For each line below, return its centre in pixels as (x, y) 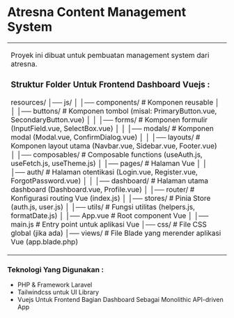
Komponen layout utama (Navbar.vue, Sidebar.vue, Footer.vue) (114, 146)
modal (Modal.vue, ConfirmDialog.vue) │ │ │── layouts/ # (106, 137)
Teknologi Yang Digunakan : (56, 269)
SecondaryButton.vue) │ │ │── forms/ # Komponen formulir (109, 119)
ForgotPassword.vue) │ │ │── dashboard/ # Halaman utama (110, 181)
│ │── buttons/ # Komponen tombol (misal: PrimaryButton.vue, (114, 111)
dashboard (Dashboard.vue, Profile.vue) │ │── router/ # (103, 189)
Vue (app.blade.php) (45, 241)
